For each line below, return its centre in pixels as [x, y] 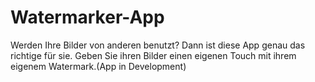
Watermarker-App [87, 17]
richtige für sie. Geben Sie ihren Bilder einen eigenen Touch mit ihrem [153, 55]
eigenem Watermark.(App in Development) [98, 66]
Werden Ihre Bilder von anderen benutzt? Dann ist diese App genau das [158, 45]
